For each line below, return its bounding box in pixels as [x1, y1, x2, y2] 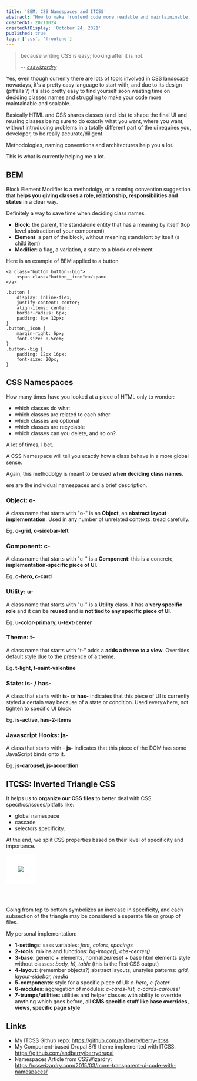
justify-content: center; [16, 300, 81, 306]
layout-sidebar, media [14, 973, 69, 980]
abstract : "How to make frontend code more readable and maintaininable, [6, 14, 191, 20]
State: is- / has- [6, 679, 52, 687]
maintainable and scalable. [6, 100, 71, 107]
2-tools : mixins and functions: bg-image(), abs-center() [14, 948, 151, 955]
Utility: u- [6, 588, 34, 596]
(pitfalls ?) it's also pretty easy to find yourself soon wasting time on [6, 88, 171, 94]
